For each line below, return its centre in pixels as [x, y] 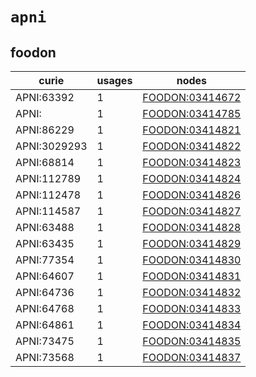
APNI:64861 [45, 325]
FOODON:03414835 [192, 341]
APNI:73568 [45, 357]
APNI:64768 [45, 308]
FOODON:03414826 [192, 195]
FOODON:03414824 [192, 178]
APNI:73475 [45, 341]
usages [114, 80]
